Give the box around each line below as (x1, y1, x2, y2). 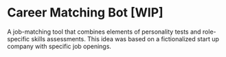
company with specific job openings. (7, 42, 112, 50)
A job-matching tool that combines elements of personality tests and (7, 27, 201, 36)
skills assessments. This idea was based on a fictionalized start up (31, 34, 220, 43)
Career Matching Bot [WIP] (7, 5, 163, 21)
